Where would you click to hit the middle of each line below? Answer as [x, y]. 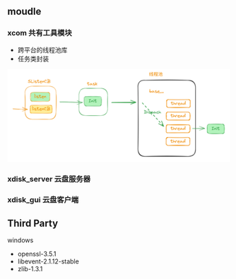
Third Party [33, 223]
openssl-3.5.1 [37, 254]
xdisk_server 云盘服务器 [49, 179]
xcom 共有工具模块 [40, 33]
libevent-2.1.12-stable [48, 261]
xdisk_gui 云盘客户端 [43, 200]
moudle [24, 12]
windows [20, 240]
